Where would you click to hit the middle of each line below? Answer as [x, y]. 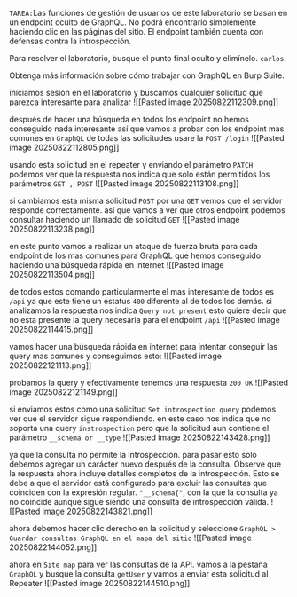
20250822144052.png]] [53, 547]
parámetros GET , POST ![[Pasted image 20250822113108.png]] [124, 184]
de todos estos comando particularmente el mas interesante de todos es [142, 291]
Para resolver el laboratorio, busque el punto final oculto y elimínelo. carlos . [148, 58]
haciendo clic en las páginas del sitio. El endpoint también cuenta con [137, 31]
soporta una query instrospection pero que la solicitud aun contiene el [139, 428]
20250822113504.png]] [52, 275]
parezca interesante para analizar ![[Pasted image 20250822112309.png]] [144, 102]
